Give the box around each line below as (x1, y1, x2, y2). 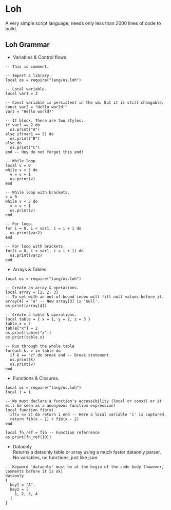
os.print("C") (10, 145, 40, 150)
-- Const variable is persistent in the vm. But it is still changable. (5, 100, 164, 105)
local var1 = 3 (5, 91, 38, 96)
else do (5, 140, 22, 145)
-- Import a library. (5, 73, 52, 78)
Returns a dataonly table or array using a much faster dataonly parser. (12, 449, 161, 455)
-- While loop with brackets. (5, 190, 70, 195)
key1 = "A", (10, 482, 36, 487)
